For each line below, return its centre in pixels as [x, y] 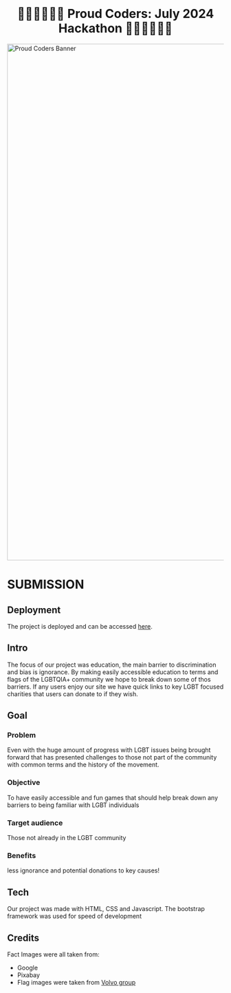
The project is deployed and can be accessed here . [80, 626]
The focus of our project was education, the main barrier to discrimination [112, 665]
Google [27, 968]
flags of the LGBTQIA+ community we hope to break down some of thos [109, 679]
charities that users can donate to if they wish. [73, 693]
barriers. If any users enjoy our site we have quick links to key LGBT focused [115, 687]
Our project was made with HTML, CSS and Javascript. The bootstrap [106, 909]
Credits [23, 938]
